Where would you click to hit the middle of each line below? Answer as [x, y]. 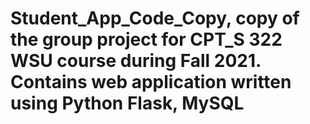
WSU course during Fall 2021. [136, 61]
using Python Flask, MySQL [127, 103]
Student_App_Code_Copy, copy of [155, 18]
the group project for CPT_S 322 [146, 39]
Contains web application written [151, 82]
